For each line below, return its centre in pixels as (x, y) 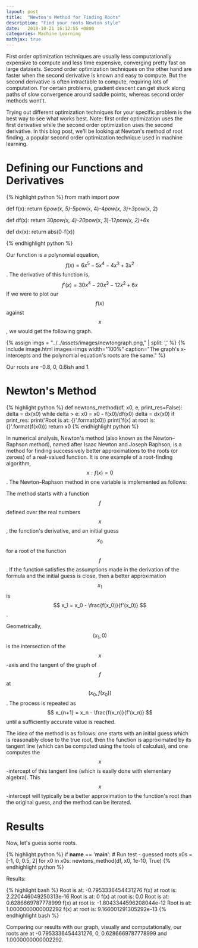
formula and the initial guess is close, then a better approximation (86, 576)
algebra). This (23, 778)
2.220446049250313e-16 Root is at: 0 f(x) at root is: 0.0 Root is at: (88, 897)
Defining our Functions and (75, 168)
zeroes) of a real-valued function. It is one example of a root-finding (89, 457)
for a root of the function (36, 551)
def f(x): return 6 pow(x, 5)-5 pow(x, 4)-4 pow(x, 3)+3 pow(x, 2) (82, 209)
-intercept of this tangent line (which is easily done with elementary (89, 771)
